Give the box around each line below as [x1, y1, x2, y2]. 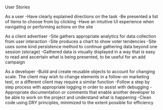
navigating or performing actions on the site [5, 24, 94, 30]
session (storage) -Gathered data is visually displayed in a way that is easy [5, 49, 155, 55]
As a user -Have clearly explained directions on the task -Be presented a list [5, 14, 159, 19]
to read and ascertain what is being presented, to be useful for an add [5, 54, 146, 60]
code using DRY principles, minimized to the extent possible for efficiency [5, 100, 154, 105]
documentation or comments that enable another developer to [30, 90, 155, 95]
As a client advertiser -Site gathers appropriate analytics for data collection [5, 34, 156, 39]
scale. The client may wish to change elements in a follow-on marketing [5, 74, 150, 79]
